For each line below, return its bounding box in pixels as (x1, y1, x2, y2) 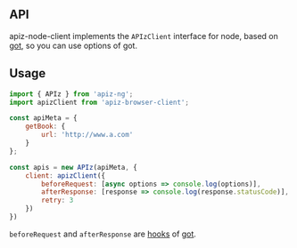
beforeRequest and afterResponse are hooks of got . (9, 228, 196, 239)
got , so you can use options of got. (9, 40, 138, 51)
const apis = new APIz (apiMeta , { (9, 163, 138, 172)
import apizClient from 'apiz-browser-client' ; (9, 98, 190, 107)
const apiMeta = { (9, 114, 78, 123)
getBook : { (25, 122, 66, 132)
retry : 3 (41, 196, 74, 205)
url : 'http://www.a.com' (41, 131, 134, 140)
